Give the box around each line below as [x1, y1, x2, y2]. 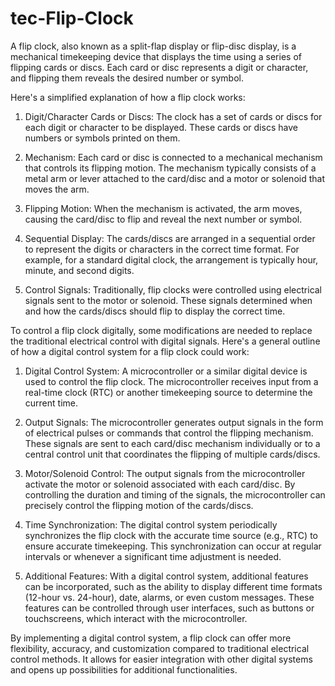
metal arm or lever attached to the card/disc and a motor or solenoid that [24, 172, 325, 184]
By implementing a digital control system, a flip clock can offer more [10, 632, 292, 644]
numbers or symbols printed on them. [24, 132, 181, 144]
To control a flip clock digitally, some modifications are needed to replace [10, 324, 313, 336]
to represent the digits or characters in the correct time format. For [24, 243, 300, 255]
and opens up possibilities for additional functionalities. [10, 663, 238, 676]
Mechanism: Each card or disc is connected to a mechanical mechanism [24, 151, 323, 163]
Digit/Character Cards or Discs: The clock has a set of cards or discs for [24, 110, 323, 122]
